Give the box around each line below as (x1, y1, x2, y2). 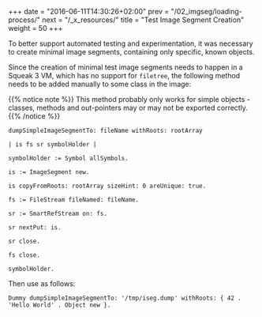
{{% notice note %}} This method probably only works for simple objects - (8, 95, 251, 104)
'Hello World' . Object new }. (8, 301, 111, 309)
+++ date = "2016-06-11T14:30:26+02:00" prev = (8, 7, 170, 16)
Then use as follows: (8, 279, 76, 288)
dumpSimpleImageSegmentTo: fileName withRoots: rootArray (8, 126, 203, 134)
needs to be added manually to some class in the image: (8, 79, 192, 89)
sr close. (8, 237, 41, 245)
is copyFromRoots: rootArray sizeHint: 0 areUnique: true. (8, 182, 207, 190)
